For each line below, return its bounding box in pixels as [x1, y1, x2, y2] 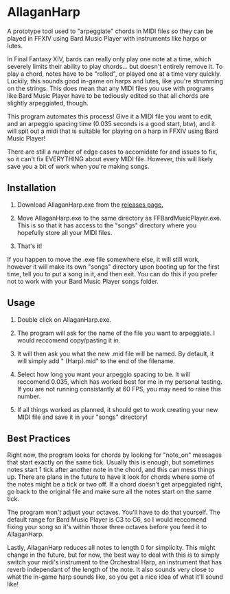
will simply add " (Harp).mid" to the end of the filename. [16, 356, 175, 365]
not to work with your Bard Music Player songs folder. [7, 277, 159, 285]
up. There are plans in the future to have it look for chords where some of [7, 473, 215, 481]
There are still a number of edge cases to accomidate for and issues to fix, [7, 147, 218, 156]
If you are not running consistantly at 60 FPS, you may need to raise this [16, 385, 222, 393]
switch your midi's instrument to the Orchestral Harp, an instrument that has [7, 558, 222, 566]
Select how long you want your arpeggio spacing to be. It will [16, 370, 190, 378]
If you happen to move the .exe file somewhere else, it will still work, [7, 255, 200, 263]
